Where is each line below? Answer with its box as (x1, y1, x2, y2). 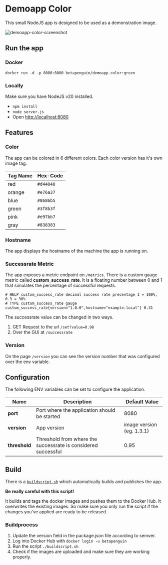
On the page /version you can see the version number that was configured (5, 353, 160, 359)
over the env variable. (5, 359, 50, 365)
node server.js (12, 109, 44, 115)
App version (35, 424, 64, 431)
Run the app (5, 44, 43, 53)
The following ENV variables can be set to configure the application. (5, 386, 145, 392)
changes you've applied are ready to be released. (5, 509, 107, 515)
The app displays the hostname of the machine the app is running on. (5, 248, 148, 254)
